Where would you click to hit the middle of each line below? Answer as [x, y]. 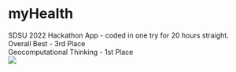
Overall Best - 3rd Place [47, 43]
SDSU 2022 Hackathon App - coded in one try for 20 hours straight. [119, 35]
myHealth [41, 14]
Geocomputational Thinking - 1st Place [71, 52]
